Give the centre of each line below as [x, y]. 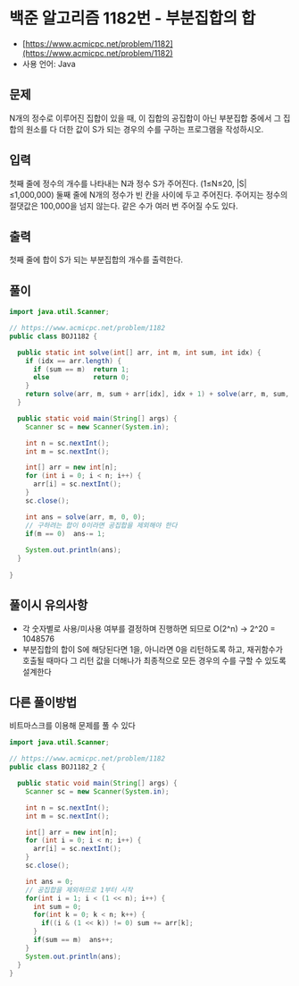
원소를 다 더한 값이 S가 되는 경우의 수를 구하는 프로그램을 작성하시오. [145, 129]
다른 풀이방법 [43, 703]
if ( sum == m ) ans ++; [73, 940]
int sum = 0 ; [57, 906]
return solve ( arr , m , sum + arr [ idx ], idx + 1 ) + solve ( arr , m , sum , [158, 395]
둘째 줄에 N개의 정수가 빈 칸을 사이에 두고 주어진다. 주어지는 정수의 [172, 194]
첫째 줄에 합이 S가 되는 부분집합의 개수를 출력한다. [96, 259]
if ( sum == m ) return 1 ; [81, 369]
